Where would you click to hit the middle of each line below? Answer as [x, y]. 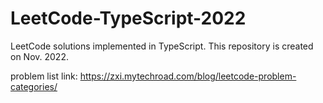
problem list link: [44, 76]
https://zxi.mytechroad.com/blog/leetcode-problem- [188, 76]
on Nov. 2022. [39, 56]
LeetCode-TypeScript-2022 [128, 18]
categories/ [34, 86]
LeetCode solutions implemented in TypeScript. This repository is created [162, 46]
